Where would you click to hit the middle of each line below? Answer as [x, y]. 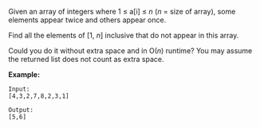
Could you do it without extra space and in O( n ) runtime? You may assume [130, 50]
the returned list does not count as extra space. [86, 59]
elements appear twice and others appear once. [87, 20]
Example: [24, 74]
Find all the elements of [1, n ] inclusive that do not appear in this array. [124, 35]
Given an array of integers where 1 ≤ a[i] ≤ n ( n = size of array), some [122, 12]
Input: [19, 89]
